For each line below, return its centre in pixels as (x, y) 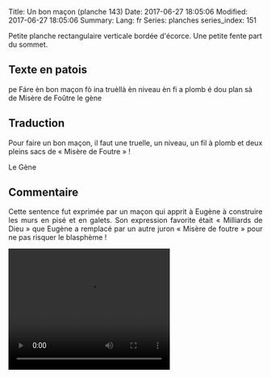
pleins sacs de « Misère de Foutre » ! (70, 151)
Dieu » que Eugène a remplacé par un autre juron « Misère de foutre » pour (135, 229)
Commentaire (44, 193)
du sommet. (28, 44)
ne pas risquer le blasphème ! (58, 237)
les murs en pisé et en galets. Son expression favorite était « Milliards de (135, 220)
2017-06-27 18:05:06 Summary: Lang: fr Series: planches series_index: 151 (132, 20)
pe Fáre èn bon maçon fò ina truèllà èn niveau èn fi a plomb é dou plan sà (130, 89)
